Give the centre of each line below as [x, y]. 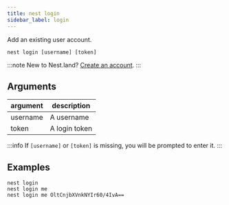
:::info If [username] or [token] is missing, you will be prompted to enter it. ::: [115, 146]
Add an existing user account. [50, 39]
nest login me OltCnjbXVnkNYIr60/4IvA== [66, 195]
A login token [71, 129]
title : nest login [33, 13]
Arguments [32, 86]
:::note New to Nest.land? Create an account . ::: [74, 65]
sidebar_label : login [38, 20]
